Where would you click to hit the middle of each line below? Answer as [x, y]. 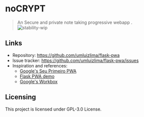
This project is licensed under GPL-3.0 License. [53, 109]
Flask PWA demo [37, 76]
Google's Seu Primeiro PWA [48, 71]
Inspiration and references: [40, 65]
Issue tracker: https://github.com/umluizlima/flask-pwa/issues [75, 60]
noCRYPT [25, 9]
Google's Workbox [39, 81]
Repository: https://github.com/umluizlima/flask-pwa [66, 55]
